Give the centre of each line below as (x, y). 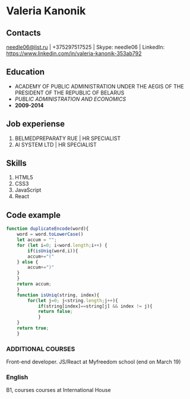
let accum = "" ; (37, 240)
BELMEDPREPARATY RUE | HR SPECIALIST (67, 138)
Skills (16, 164)
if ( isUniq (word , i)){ (53, 251)
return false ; (55, 312)
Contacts (24, 33)
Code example (34, 215)
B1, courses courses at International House (58, 390)
